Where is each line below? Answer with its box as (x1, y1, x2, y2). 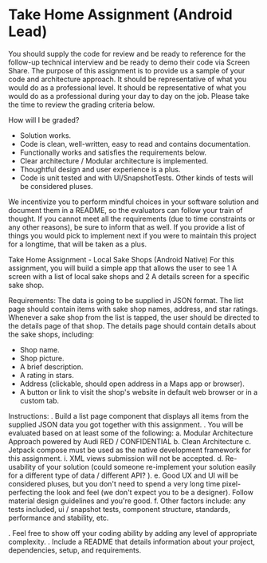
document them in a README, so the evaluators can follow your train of (8, 205, 243, 215)
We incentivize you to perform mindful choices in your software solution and (8, 197, 259, 207)
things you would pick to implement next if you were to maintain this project (8, 230, 257, 240)
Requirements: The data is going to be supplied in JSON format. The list (8, 295, 245, 305)
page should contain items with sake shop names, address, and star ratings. (8, 304, 258, 313)
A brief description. (19, 361, 84, 372)
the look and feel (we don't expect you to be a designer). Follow (43, 487, 253, 497)
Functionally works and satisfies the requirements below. (19, 148, 207, 157)
